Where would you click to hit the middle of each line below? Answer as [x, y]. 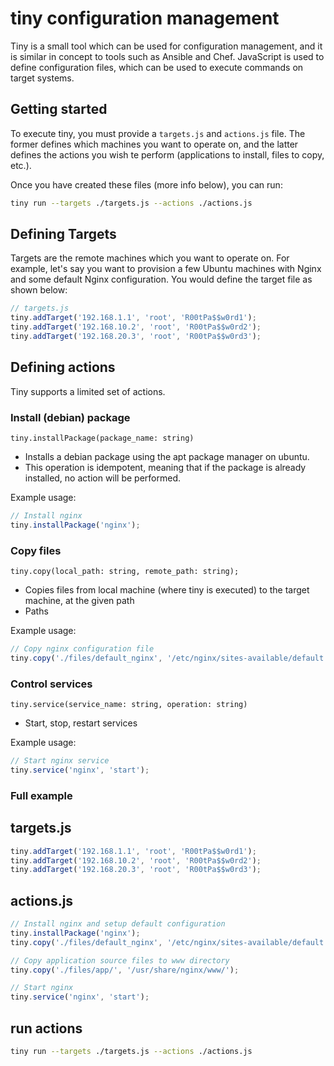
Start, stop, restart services [81, 723]
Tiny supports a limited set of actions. [88, 391]
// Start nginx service [60, 761]
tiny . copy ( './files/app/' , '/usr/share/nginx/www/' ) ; [125, 970]
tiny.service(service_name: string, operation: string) [129, 705]
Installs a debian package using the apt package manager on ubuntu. [167, 457]
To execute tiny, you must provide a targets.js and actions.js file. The [158, 133]
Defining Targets [63, 234]
